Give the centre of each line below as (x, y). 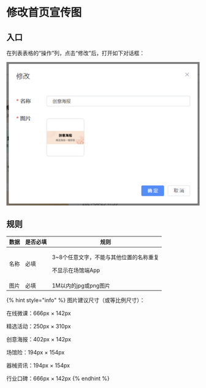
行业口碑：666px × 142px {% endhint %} (58, 379)
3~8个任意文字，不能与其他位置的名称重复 (105, 257)
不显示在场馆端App (76, 270)
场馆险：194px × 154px (36, 352)
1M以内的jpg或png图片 (81, 285)
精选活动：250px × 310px (39, 327)
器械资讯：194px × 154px (38, 365)
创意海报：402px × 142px (39, 340)
